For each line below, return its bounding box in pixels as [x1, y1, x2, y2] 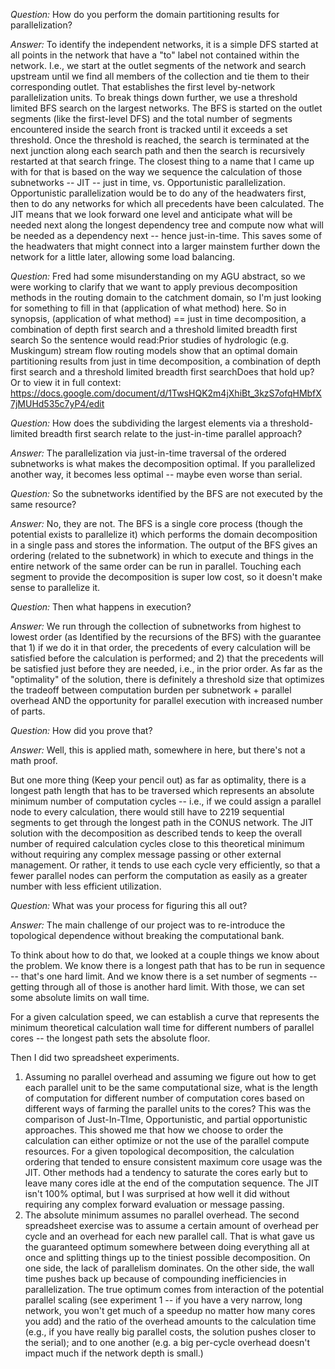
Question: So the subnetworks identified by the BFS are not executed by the [10, 488, 323, 499]
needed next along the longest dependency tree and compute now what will [10, 219, 324, 231]
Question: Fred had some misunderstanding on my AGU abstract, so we [10, 270, 306, 282]
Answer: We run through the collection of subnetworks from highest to [10, 620, 302, 632]
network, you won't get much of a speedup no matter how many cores [24, 1305, 316, 1316]
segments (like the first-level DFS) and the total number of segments [10, 113, 293, 124]
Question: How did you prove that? [10, 725, 153, 736]
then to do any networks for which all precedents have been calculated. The [10, 198, 325, 209]
